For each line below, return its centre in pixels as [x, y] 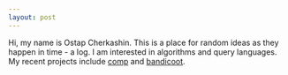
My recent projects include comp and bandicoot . [97, 61]
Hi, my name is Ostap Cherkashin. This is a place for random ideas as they [144, 42]
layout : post [32, 17]
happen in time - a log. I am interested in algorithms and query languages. [143, 52]
